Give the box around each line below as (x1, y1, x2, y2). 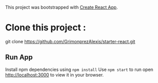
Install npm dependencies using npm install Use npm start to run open (5, 66, 153, 72)
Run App (5, 53, 33, 62)
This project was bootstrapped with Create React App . (5, 5, 118, 10)
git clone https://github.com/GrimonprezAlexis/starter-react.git (5, 38, 135, 44)
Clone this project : (5, 22, 87, 33)
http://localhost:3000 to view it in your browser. (5, 71, 104, 77)
